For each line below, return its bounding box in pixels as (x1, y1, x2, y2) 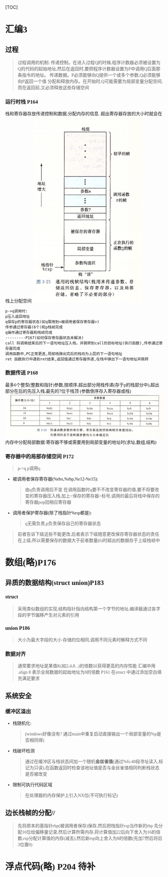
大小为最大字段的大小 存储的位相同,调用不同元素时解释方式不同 (17, 637, 147, 643)
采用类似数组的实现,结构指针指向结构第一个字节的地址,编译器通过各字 (17, 606, 160, 612)
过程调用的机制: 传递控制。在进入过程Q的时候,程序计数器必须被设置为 (17, 60, 160, 65)
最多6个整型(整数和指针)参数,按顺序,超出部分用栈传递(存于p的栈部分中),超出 (5, 382, 159, 388)
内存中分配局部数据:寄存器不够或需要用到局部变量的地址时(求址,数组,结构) (5, 440, 157, 445)
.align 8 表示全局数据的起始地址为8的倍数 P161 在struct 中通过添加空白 (17, 670, 157, 675)
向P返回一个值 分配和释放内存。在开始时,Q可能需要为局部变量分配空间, (17, 79, 163, 84)
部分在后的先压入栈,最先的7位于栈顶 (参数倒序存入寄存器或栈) (5, 388, 131, 394)
